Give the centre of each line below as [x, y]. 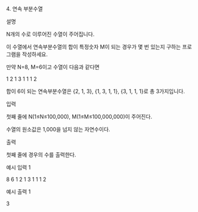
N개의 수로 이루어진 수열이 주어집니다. [50, 34]
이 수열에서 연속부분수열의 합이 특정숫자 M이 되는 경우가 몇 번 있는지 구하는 [94, 47]
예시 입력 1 [18, 167]
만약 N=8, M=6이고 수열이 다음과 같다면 [53, 67]
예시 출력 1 [18, 192]
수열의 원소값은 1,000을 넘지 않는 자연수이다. [58, 129]
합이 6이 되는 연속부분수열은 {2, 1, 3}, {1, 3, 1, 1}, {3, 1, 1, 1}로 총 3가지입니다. [95, 91]
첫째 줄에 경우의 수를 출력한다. [41, 155]
